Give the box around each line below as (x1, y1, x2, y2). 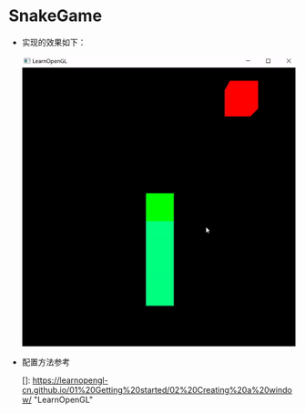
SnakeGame (8, 5, 102, 26)
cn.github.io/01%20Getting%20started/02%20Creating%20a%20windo (21, 384, 292, 395)
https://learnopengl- (32, 375, 108, 386)
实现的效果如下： (21, 36, 86, 47)
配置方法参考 (21, 357, 70, 367)
